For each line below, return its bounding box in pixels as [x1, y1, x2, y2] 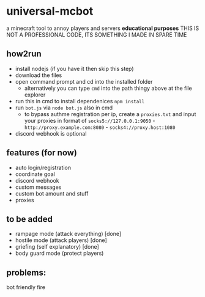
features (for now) [6, 148, 78, 158]
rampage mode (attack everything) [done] [15, 230, 122, 238]
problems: [6, 267, 47, 277]
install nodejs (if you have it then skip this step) [15, 65, 134, 72]
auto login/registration [15, 164, 72, 171]
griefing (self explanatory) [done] [15, 243, 99, 251]
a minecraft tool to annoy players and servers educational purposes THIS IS [6, 24, 199, 32]
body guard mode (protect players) [15, 249, 104, 257]
